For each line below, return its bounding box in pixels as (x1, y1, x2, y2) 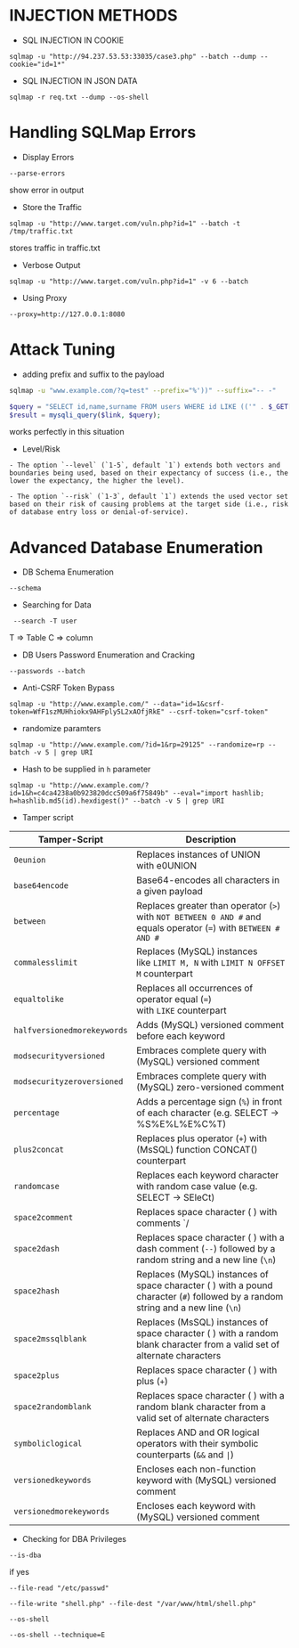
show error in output (9, 184, 85, 195)
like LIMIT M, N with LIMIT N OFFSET (136, 957, 286, 969)
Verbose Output (21, 259, 81, 270)
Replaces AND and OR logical (136, 1426, 260, 1439)
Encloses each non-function (136, 1463, 256, 1475)
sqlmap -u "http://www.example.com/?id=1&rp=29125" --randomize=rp (9, 740, 265, 749)
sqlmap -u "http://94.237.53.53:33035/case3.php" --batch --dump (9, 52, 256, 61)
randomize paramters (21, 723, 101, 734)
